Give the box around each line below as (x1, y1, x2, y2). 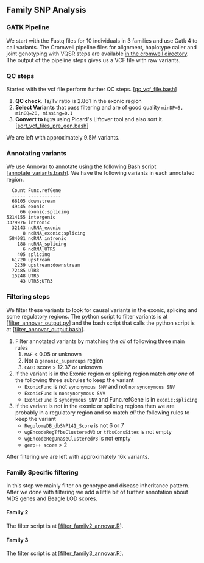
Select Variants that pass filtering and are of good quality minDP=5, (15, 104, 184, 111)
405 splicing (17, 252, 51, 258)
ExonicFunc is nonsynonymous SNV (24, 389, 105, 397)
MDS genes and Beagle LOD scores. (6, 495, 97, 502)
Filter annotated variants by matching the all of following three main (15, 338, 185, 345)
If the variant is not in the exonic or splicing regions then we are (15, 402, 175, 409)
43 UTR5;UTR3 (19, 278, 53, 285)
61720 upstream (12, 257, 51, 263)
